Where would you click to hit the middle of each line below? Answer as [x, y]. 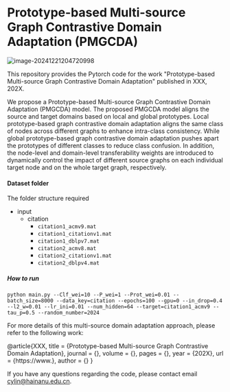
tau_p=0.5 [21, 313]
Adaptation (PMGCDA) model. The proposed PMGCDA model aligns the [108, 109]
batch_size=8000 [30, 301]
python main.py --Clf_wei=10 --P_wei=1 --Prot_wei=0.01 [89, 295]
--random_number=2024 [68, 313]
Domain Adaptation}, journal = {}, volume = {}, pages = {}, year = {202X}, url [115, 354]
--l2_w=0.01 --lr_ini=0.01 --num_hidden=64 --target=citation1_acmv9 [109, 307]
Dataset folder [28, 183]
